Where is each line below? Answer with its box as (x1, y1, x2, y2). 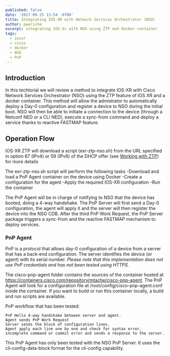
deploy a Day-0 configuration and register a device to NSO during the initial (5, 103, 163, 109)
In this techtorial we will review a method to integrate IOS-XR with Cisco (5, 87, 155, 93)
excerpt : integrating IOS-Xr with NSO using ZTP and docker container (5, 26, 158, 32)
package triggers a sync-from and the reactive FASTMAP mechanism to (5, 216, 156, 222)
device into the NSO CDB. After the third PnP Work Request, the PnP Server (5, 211, 163, 217)
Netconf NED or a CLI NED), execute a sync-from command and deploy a (5, 114, 159, 120)
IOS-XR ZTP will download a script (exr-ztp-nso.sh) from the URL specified (5, 148, 162, 154)
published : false (5, 7, 42, 13)
